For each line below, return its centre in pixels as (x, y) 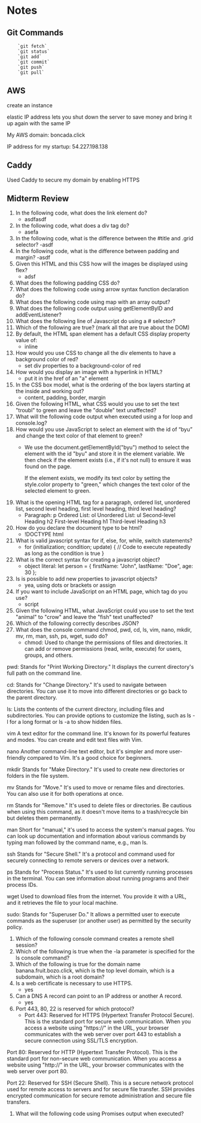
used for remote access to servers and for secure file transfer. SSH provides (101, 1089)
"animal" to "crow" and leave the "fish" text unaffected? (84, 617)
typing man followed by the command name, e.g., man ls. (77, 843)
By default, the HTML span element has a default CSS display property (103, 334)
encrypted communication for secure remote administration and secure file (99, 1096)
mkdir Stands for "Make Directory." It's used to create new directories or (96, 769)
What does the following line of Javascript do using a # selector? (95, 321)
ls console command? (42, 958)
